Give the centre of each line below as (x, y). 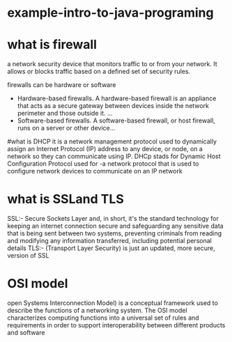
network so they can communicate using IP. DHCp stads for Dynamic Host (114, 156)
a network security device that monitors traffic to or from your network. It (112, 64)
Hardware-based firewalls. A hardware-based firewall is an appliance (117, 98)
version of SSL (28, 256)
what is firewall (52, 45)
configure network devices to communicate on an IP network (95, 171)
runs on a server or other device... (66, 128)
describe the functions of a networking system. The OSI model (97, 310)
